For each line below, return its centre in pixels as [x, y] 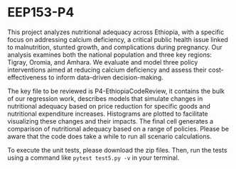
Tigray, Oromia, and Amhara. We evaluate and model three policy [103, 62]
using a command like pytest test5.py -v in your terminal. [93, 158]
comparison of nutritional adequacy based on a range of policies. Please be [118, 129]
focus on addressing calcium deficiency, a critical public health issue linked [118, 39]
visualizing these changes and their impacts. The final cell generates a [111, 121]
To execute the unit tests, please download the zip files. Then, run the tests [117, 150]
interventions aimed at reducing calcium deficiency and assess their [107, 70]
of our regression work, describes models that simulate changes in [105, 98]
